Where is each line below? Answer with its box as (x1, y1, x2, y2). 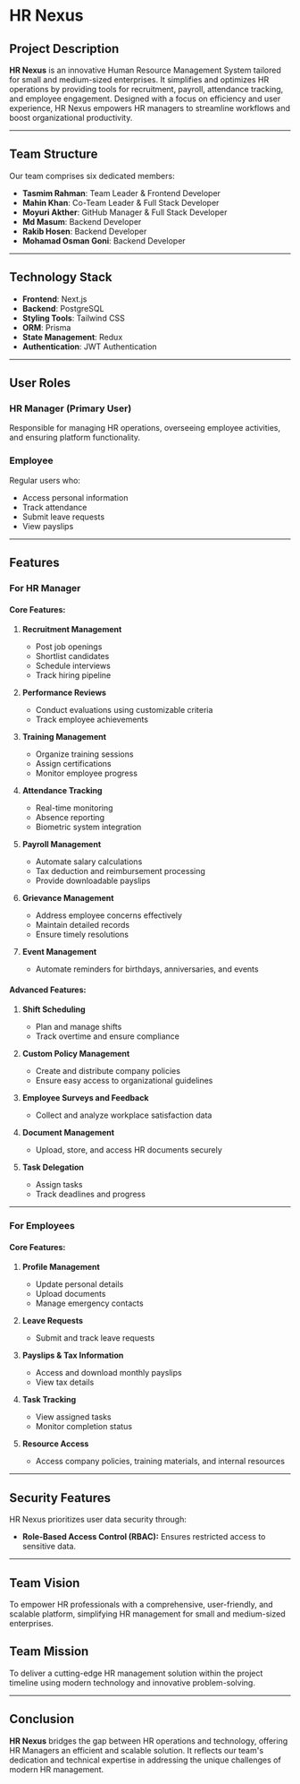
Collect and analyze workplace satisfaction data (35, 1110, 212, 1120)
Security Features (9, 1490, 112, 1505)
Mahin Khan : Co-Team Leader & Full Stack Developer (21, 197, 220, 208)
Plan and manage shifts (35, 1022, 122, 1033)
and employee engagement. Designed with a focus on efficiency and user (9, 93, 281, 104)
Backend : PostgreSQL (21, 303, 104, 313)
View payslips (21, 520, 74, 531)
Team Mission (9, 1644, 89, 1660)
